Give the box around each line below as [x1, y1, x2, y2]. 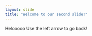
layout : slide [5, 7, 35, 12]
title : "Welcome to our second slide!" [5, 12, 88, 17]
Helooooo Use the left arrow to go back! [5, 25, 88, 31]
